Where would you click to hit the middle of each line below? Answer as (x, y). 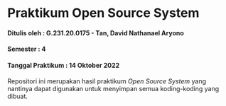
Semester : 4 (27, 49)
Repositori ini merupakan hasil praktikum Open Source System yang (107, 81)
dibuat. (18, 96)
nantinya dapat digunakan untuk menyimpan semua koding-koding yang (113, 88)
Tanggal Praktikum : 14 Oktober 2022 (64, 65)
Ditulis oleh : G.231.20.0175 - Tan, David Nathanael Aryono (96, 33)
